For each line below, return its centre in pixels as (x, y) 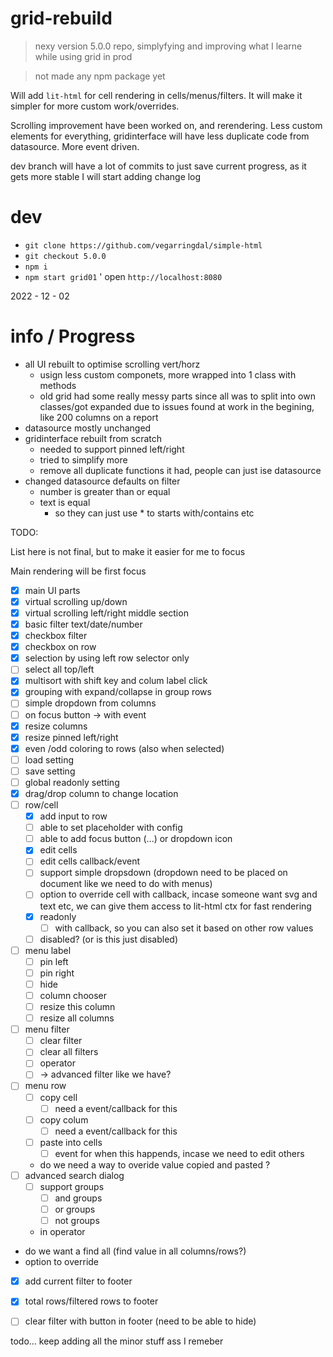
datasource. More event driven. (75, 146)
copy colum (64, 1119)
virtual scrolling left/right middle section (106, 613)
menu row (45, 1086)
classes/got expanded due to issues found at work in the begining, (177, 406)
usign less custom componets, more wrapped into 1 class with (168, 374)
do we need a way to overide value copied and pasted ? (155, 1164)
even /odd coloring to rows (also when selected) (124, 748)
